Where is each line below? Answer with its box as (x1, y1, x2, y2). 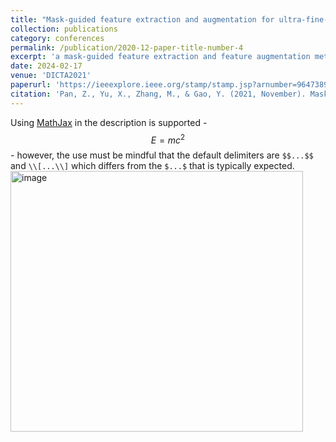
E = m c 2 (150, 132, 186, 146)
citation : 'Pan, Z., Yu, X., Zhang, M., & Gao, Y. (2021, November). (10, 89, 307, 99)
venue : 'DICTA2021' (10, 71, 92, 81)
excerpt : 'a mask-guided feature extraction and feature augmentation (10, 52, 311, 62)
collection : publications (10, 24, 118, 34)
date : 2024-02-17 (10, 61, 83, 71)
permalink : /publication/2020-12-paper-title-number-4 (10, 42, 244, 53)
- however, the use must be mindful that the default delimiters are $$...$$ (10, 149, 314, 161)
